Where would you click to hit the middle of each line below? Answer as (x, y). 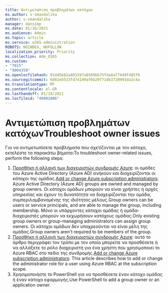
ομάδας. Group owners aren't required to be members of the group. (82, 232)
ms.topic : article (24, 38)
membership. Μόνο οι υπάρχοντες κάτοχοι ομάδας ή (67, 210)
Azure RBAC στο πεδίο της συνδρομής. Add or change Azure (75, 253)
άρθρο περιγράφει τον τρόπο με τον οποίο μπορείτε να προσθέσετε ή (85, 242)
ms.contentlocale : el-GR (31, 89)
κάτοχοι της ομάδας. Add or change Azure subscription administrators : (86, 179)
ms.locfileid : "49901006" (32, 98)
